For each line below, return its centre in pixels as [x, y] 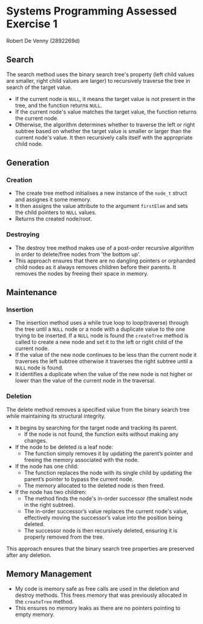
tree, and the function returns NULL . [59, 105]
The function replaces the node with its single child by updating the [108, 472]
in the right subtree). [50, 505]
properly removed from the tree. [64, 537]
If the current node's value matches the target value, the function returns [106, 112]
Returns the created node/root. [53, 219]
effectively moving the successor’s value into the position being [103, 518]
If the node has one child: [47, 466]
